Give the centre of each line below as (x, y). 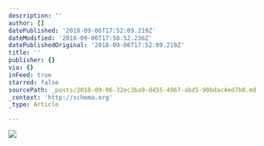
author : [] (26, 23)
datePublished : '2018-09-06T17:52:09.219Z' (82, 30)
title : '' (25, 53)
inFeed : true (30, 75)
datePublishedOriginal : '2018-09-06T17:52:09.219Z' (96, 45)
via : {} (21, 68)
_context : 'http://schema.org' (61, 97)
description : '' (35, 16)
